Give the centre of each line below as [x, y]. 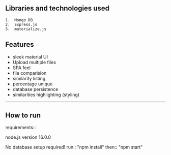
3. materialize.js [26, 29]
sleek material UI [30, 57]
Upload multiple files [34, 62]
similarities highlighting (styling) [46, 95]
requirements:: [21, 128]
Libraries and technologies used [58, 8]
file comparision [30, 73]
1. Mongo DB [19, 20]
